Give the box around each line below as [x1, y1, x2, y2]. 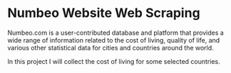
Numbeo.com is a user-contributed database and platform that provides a [7, 28, 225, 37]
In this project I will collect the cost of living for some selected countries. [7, 57, 220, 65]
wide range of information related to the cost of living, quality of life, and [7, 35, 220, 44]
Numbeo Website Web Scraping [7, 5, 201, 21]
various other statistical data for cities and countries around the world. [7, 43, 214, 52]
